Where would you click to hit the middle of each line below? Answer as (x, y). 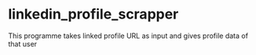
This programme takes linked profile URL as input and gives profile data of (128, 36)
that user (23, 43)
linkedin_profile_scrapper (93, 14)
